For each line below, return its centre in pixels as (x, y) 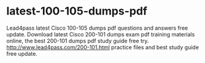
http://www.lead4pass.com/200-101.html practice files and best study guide (103, 47)
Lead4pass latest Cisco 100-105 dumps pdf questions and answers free (97, 28)
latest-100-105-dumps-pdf (77, 11)
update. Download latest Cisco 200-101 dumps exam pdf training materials (101, 34)
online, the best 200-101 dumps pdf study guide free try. (78, 41)
